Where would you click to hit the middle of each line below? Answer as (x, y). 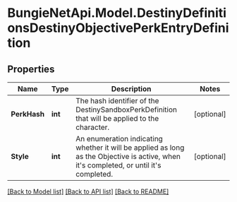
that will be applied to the (117, 118)
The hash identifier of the (117, 101)
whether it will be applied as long (130, 148)
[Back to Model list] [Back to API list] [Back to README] (88, 191)
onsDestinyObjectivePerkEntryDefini (118, 28)
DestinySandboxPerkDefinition (126, 109)
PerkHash (28, 114)
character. (92, 127)
